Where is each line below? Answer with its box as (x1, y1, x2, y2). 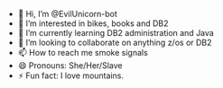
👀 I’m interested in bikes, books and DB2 (17, 18, 169, 29)
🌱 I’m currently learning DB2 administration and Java (17, 28, 214, 38)
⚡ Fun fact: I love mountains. (17, 70, 125, 81)
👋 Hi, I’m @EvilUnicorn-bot (17, 9, 117, 19)
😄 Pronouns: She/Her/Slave (17, 60, 123, 71)
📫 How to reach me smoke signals (17, 48, 149, 57)
